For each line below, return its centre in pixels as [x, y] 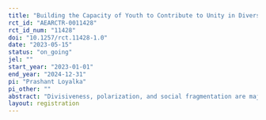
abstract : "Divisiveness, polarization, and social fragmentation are [127, 96]
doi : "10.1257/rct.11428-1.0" [58, 37]
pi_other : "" [30, 89]
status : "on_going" [40, 52]
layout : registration [44, 103]
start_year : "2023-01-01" [51, 67]
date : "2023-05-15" [40, 45]
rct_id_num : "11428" [42, 30]
